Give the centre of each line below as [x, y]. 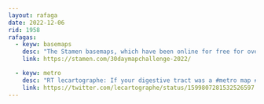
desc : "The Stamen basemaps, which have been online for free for [133, 52]
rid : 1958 [24, 30]
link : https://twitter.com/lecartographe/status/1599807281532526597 [139, 88]
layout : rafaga [33, 15]
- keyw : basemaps [44, 45]
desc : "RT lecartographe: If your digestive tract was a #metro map [137, 80]
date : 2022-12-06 [37, 23]
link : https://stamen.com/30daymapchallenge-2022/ [107, 59]
